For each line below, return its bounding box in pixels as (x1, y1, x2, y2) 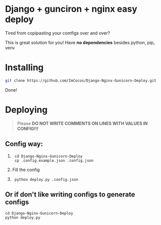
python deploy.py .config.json (14, 177, 78, 182)
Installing (5, 62, 44, 73)
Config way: (5, 140, 43, 148)
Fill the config (12, 167, 40, 173)
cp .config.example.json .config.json (14, 158, 94, 163)
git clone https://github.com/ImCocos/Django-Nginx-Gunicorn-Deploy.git (5, 78, 157, 83)
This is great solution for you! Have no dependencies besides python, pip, (5, 39, 155, 45)
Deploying (5, 104, 48, 115)
